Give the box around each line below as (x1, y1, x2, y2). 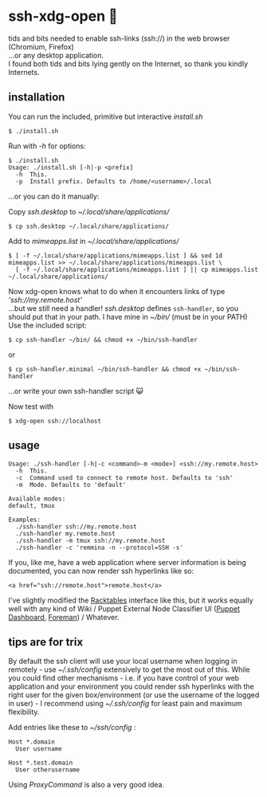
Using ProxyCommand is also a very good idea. (8, 780, 165, 790)
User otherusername (15, 766, 80, 774)
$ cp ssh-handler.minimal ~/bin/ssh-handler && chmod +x (8, 365, 202, 373)
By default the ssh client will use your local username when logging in (8, 657, 238, 666)
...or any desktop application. (8, 50, 104, 60)
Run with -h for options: (8, 141, 86, 151)
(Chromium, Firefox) (8, 41, 74, 51)
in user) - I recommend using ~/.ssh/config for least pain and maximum (8, 699, 243, 709)
